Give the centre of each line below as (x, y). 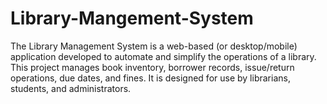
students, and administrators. (71, 88)
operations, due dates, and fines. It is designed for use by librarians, (150, 78)
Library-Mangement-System (132, 18)
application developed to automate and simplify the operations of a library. (163, 56)
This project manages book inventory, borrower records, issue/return (152, 67)
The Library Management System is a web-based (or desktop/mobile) (154, 46)
